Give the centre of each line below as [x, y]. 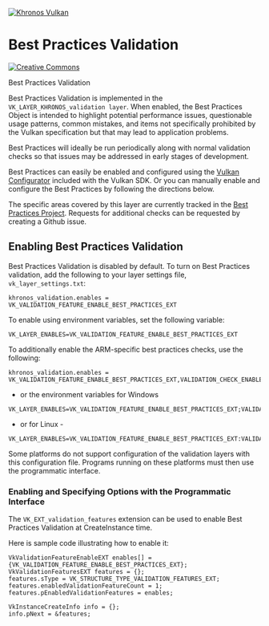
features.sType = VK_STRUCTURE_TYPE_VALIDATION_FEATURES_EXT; [114, 579]
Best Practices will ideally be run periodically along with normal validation [129, 148]
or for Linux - [42, 424]
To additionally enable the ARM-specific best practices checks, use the [126, 349]
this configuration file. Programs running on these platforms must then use [131, 462]
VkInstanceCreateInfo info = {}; [64, 607]
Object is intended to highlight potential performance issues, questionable [130, 115]
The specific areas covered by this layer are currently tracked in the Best [128, 204]
